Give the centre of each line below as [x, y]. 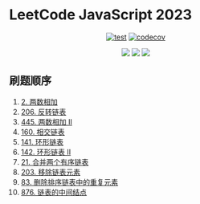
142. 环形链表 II [46, 152]
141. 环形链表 [42, 141]
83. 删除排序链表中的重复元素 [69, 182]
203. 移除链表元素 [51, 172]
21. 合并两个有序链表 [55, 161]
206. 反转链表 [43, 112]
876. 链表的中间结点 [54, 192]
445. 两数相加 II [47, 121]
